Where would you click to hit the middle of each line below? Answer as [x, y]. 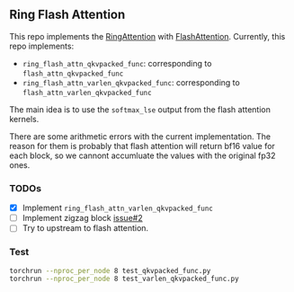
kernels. [24, 119]
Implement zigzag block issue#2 [82, 218]
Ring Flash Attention [67, 15]
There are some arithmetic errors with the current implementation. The [140, 136]
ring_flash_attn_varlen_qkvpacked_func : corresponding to [131, 82]
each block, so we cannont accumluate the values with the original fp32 [143, 155]
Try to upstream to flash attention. [85, 228]
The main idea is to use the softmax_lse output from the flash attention [140, 109]
